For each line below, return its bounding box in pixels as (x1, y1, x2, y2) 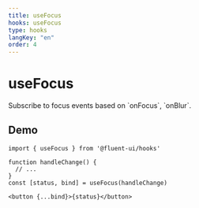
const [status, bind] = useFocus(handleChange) (8, 179, 168, 187)
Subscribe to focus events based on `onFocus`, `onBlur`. (8, 101, 192, 110)
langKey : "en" (8, 33, 55, 42)
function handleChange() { (8, 158, 97, 166)
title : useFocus (8, 11, 62, 20)
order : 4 (8, 41, 37, 49)
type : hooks (8, 26, 47, 34)
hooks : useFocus (8, 19, 62, 27)
